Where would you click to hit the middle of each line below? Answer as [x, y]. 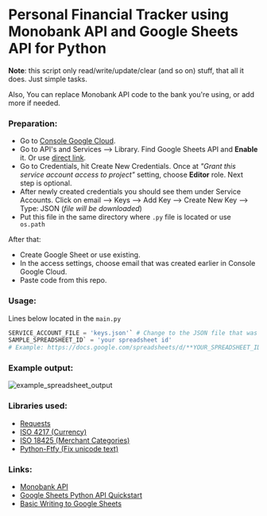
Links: [20, 469]
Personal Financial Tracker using [118, 15]
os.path [32, 225]
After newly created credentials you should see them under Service [130, 192]
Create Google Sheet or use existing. [80, 255]
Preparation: [33, 123]
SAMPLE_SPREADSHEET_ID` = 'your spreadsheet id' [90, 340]
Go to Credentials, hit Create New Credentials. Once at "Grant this [128, 166]
